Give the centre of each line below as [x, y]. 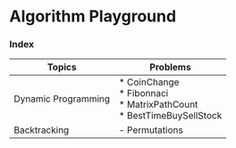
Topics [62, 67]
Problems [170, 67]
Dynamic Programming [62, 99]
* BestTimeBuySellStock [170, 116]
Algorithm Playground [93, 16]
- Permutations [151, 130]
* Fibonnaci [143, 94]
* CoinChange [149, 82]
